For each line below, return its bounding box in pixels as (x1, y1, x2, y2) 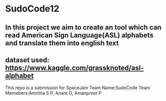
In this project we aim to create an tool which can (5, 23, 162, 32)
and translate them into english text (5, 39, 119, 47)
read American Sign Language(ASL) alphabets (5, 31, 154, 39)
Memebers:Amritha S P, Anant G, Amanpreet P (5, 90, 102, 96)
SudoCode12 (5, 3, 59, 15)
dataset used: (5, 56, 49, 64)
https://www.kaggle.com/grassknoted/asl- (5, 63, 144, 72)
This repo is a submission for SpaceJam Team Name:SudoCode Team (5, 85, 150, 91)
